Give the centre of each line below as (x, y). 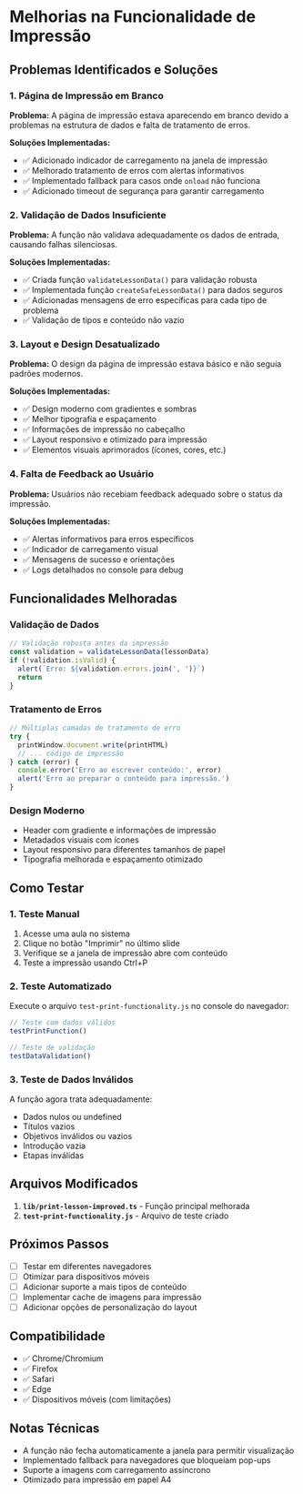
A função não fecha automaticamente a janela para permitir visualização (158, 1450)
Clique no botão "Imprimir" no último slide (101, 943)
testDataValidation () (50, 1056)
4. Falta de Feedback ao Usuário (82, 474)
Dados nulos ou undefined (72, 1117)
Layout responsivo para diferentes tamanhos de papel (124, 850)
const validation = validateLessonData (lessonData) (109, 652)
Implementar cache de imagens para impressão (112, 1297)
